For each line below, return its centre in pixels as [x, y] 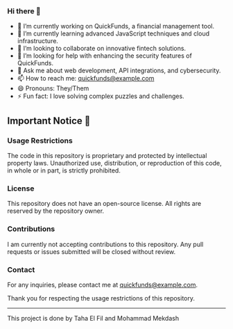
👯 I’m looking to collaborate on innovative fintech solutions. [101, 49]
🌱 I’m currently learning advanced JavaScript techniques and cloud [113, 33]
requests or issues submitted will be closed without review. [92, 251]
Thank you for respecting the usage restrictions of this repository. [101, 298]
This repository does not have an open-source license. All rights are [104, 204]
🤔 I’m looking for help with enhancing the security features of [104, 56]
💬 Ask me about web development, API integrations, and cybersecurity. [119, 71]
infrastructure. [38, 41]
